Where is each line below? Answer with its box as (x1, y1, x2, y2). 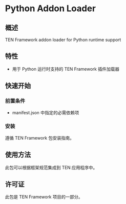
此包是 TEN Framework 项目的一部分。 (5, 194, 83, 200)
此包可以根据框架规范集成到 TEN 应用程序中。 (5, 164, 98, 170)
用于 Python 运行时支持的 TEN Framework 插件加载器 (12, 66, 120, 72)
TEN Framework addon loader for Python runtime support (5, 37, 121, 42)
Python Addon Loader (5, 3, 96, 14)
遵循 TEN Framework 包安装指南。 (5, 135, 74, 141)
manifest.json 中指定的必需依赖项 (12, 109, 79, 115)
